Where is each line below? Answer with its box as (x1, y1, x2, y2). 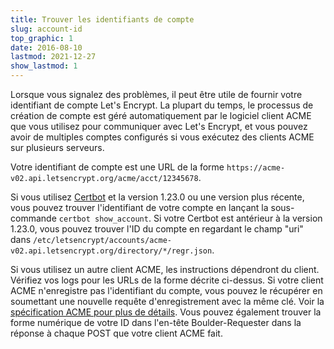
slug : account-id (10, 24, 83, 34)
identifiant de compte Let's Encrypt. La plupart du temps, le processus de (10, 99, 314, 111)
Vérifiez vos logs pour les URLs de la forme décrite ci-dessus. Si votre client (10, 274, 324, 286)
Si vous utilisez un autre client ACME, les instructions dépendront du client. (10, 264, 320, 275)
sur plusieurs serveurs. (10, 142, 105, 153)
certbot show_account (58, 214, 149, 224)
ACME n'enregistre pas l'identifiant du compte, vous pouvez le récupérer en (10, 285, 323, 296)
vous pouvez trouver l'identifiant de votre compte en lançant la (10, 202, 269, 213)
